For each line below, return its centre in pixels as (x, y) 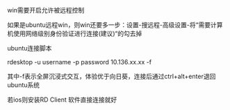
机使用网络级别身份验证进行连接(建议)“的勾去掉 (75, 34)
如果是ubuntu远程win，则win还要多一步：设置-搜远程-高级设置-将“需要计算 (115, 25)
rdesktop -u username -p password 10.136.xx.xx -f (79, 62)
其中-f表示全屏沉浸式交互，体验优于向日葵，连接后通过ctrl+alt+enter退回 (112, 76)
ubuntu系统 (24, 85)
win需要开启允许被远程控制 (46, 10)
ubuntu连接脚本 (30, 48)
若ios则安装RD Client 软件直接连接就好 (62, 100)
